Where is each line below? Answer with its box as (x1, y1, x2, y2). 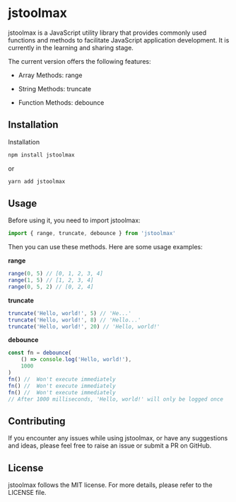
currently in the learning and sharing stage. (8, 43, 134, 52)
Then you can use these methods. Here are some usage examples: (8, 243, 203, 251)
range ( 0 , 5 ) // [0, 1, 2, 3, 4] (8, 270, 103, 278)
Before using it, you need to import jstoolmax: (8, 216, 141, 224)
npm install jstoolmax (8, 151, 75, 159)
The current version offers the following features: (8, 57, 151, 65)
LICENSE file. (8, 489, 47, 497)
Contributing (8, 415, 66, 427)
